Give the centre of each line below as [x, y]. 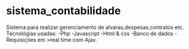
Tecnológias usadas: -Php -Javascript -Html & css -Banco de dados [90, 33]
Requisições [21, 40]
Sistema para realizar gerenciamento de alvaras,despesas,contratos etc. [95, 27]
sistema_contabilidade [63, 11]
